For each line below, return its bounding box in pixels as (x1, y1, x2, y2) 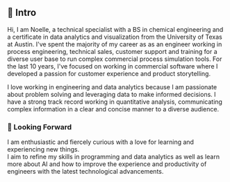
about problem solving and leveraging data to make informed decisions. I (7, 90, 217, 98)
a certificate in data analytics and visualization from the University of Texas (7, 33, 222, 41)
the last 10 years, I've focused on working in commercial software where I (7, 62, 218, 70)
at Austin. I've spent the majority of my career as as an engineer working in (7, 39, 222, 48)
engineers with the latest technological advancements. (7, 167, 164, 176)
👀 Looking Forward (7, 122, 72, 131)
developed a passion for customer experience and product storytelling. (7, 69, 211, 78)
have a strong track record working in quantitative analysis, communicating (7, 98, 222, 106)
